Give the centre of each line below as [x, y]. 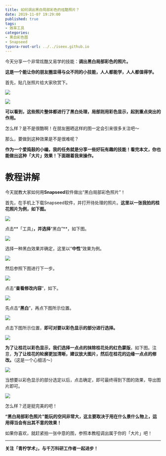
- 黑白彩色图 [17, 38]
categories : [17, 33]
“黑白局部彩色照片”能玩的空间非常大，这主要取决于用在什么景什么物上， [79, 416]
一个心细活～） [40, 360]
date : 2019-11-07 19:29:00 [33, 14]
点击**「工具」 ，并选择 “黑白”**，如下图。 [47, 228]
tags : [11, 24]
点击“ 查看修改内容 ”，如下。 [33, 288]
